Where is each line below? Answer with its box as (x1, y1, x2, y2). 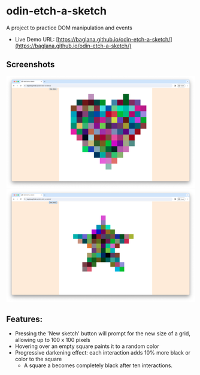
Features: (6, 314, 43, 324)
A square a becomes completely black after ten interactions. (23, 362, 172, 369)
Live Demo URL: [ (14, 35, 59, 43)
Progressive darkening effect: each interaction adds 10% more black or (14, 349, 190, 356)
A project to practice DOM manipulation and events (6, 24, 133, 31)
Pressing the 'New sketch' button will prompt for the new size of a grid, (14, 330, 190, 337)
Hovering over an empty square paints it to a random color (14, 343, 160, 350)
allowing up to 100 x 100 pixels (14, 337, 91, 344)
